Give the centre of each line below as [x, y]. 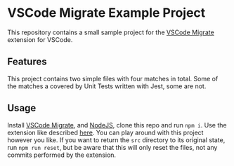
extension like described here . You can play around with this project [105, 132]
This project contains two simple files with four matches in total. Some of [113, 78]
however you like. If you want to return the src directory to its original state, [116, 140]
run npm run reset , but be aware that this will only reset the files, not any [112, 147]
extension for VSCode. [40, 39]
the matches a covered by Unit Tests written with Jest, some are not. [107, 86]
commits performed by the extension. [62, 155]
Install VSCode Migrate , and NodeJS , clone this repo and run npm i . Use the [117, 125]
